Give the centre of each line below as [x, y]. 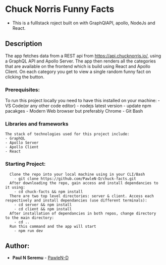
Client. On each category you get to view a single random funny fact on [78, 71]
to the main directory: [30, 218]
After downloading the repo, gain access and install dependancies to [84, 183]
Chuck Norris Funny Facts [60, 9]
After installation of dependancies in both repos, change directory [83, 213]
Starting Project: [26, 164]
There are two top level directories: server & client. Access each [82, 196]
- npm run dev [28, 231]
